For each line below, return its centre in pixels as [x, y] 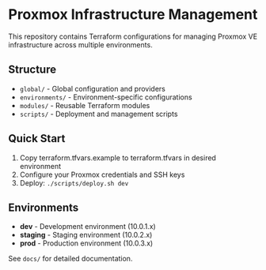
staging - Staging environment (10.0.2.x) [86, 235]
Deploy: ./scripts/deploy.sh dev [74, 182]
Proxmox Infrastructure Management [133, 15]
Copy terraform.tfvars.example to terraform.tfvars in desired [118, 157]
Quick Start [37, 139]
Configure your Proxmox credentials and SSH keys [102, 174]
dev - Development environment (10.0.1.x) [87, 227]
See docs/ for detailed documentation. [70, 259]
